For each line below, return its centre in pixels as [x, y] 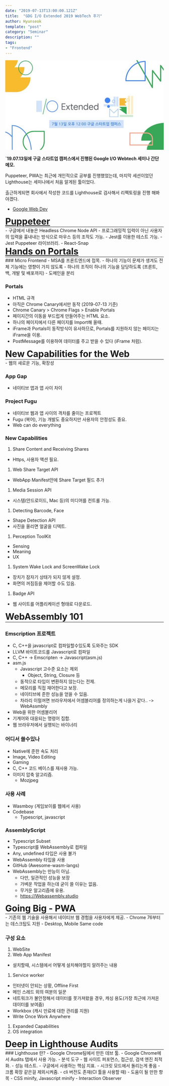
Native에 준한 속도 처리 [35, 751]
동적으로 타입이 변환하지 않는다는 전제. [58, 682]
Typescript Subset [31, 841]
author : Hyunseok [23, 21]
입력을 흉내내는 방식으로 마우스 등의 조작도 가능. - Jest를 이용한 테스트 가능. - [86, 237]
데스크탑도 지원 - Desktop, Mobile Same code [57, 924]
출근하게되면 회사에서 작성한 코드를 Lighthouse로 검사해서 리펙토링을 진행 [78, 192]
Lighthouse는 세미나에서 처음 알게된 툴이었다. [50, 182]
